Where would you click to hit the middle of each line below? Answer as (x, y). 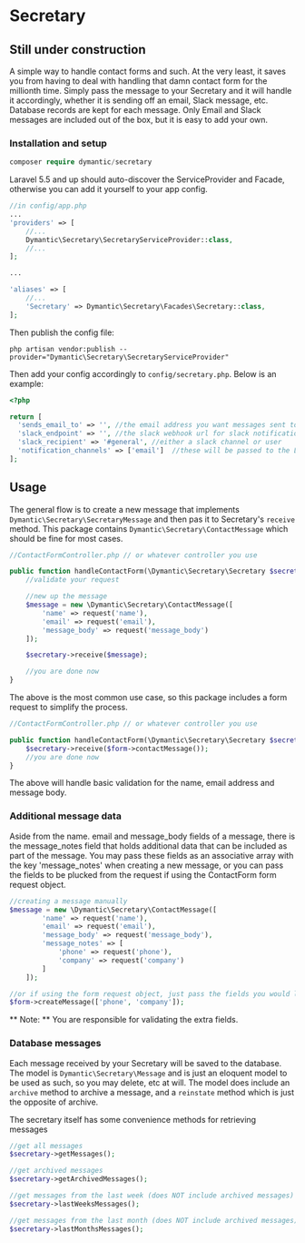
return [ (26, 417)
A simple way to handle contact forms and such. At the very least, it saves (148, 71)
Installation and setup (58, 143)
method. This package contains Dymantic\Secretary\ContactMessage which (149, 528)
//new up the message (66, 596)
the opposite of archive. (54, 1102)
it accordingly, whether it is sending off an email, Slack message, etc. (139, 100)
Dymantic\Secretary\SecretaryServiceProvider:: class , (129, 239)
